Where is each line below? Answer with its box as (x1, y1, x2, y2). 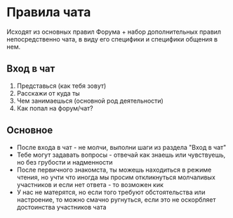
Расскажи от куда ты (16, 89, 80, 97)
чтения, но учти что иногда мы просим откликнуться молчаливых (16, 173, 215, 181)
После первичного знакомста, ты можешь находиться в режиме (16, 165, 212, 174)
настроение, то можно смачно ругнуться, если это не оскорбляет (16, 195, 216, 204)
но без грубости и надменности (16, 158, 113, 166)
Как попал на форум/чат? (16, 103, 93, 113)
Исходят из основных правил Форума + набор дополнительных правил (6, 27, 222, 36)
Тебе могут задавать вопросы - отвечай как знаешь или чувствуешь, (16, 150, 226, 159)
